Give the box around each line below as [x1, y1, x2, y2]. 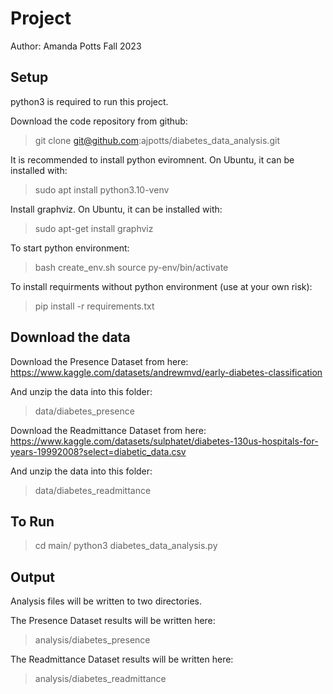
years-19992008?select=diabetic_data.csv [10, 445, 187, 457]
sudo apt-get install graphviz [34, 222, 154, 234]
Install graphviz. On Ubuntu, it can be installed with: [10, 203, 223, 215]
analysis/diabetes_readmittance [34, 673, 167, 685]
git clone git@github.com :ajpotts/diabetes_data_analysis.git [34, 134, 280, 146]
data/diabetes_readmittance [34, 484, 152, 496]
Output [10, 568, 55, 586]
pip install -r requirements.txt [34, 300, 155, 312]
